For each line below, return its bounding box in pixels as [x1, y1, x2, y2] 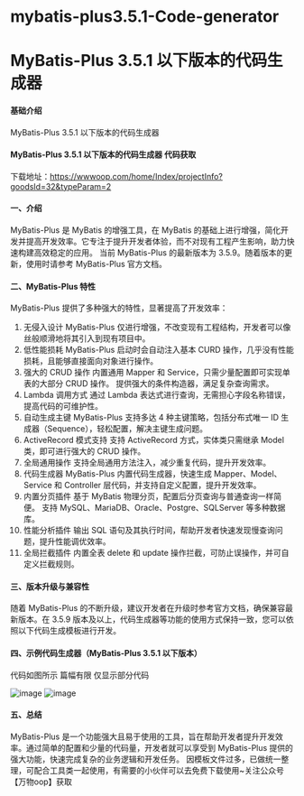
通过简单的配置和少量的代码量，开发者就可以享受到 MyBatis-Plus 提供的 [25, 742, 294, 753]
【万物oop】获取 [10, 776, 73, 787]
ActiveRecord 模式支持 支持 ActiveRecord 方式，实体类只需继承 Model [23, 435, 285, 446]
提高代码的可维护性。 [23, 401, 103, 412]
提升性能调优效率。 [39, 536, 111, 547]
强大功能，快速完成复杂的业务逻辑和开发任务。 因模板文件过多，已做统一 [10, 754, 281, 764]
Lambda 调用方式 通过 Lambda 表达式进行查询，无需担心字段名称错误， [23, 390, 290, 401]
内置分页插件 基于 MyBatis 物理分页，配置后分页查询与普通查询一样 [23, 491, 274, 502]
